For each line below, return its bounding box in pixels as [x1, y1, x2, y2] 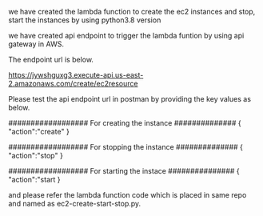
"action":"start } [8, 175, 61, 184]
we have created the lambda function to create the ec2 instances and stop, [8, 7, 256, 16]
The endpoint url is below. [8, 55, 94, 64]
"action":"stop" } [8, 151, 64, 160]
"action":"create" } [8, 127, 70, 136]
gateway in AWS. [8, 39, 64, 49]
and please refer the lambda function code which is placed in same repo [8, 190, 247, 199]
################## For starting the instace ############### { [8, 166, 240, 175]
